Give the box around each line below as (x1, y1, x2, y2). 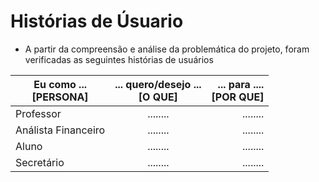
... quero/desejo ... (114, 77, 202, 91)
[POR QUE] (211, 90, 265, 104)
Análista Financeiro (15, 123, 106, 137)
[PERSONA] (31, 90, 89, 104)
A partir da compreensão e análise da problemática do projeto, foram (24, 43, 310, 55)
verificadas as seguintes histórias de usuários (24, 53, 214, 65)
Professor (15, 106, 62, 120)
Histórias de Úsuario (10, 10, 184, 33)
